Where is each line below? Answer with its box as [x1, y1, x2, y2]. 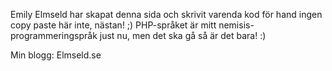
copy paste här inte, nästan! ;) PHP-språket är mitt [10, 19, 217, 31]
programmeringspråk [10, 30, 98, 41]
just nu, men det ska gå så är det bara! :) [99, 30, 267, 41]
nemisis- [218, 19, 255, 31]
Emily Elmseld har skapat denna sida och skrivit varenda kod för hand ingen [10, 9, 323, 20]
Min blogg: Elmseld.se [10, 49, 102, 61]
